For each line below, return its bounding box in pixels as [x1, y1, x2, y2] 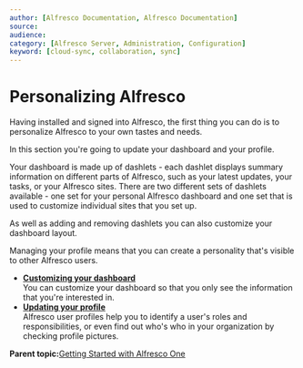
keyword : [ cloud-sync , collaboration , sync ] [9, 47, 181, 56]
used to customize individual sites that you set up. [9, 200, 197, 211]
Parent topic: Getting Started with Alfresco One [9, 348, 186, 360]
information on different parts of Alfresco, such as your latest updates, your [9, 171, 293, 182]
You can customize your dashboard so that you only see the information [22, 282, 293, 293]
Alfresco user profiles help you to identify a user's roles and [22, 312, 247, 322]
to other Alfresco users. [9, 255, 98, 266]
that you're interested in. [22, 292, 116, 303]
